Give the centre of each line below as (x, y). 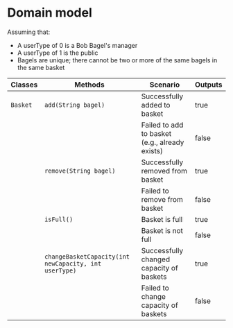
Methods (89, 85)
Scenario (165, 85)
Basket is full (162, 219)
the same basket (41, 67)
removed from (164, 171)
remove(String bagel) (80, 171)
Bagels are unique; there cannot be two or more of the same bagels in (117, 60)
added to (156, 105)
